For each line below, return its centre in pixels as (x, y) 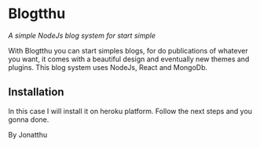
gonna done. (29, 119)
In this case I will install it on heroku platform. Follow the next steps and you (130, 111)
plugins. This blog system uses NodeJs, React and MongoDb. (108, 67)
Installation (36, 92)
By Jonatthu (28, 134)
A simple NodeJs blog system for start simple (82, 35)
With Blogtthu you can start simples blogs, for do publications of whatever (128, 50)
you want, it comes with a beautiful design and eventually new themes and (129, 59)
